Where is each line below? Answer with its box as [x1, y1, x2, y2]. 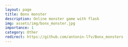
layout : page [5, 7, 32, 12]
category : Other [5, 30, 38, 35]
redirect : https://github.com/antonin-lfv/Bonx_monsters [5, 35, 124, 40]
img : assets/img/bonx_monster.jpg [5, 21, 76, 26]
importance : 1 [5, 25, 34, 30]
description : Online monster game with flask [5, 16, 99, 21]
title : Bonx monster [5, 12, 47, 17]
